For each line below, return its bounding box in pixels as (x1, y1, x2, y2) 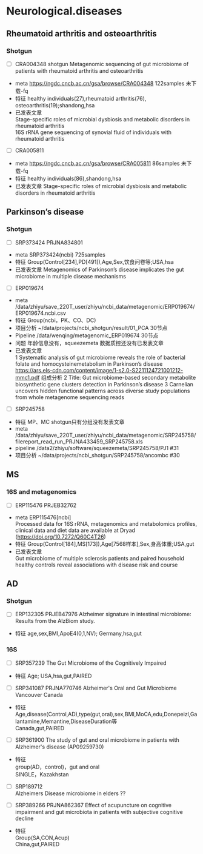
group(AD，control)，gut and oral (15, 763, 100, 770)
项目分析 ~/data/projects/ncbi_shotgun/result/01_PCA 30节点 (15, 324, 168, 331)
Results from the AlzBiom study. (15, 617, 95, 625)
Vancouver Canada (15, 691, 64, 698)
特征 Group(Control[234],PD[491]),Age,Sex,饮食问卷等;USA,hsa (15, 258, 174, 265)
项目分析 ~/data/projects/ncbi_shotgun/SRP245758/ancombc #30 (15, 451, 180, 459)
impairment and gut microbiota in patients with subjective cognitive (15, 808, 183, 815)
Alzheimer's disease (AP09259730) (15, 743, 104, 750)
